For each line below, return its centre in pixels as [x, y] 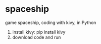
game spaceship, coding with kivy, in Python [51, 22]
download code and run [37, 37]
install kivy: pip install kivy [39, 32]
